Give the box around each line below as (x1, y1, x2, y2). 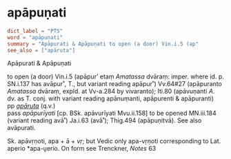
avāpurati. (7, 124, 36, 132)
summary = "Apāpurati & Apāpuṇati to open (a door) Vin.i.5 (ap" (7, 40, 199, 47)
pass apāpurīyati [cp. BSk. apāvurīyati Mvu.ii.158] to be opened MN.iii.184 (7, 109, 217, 118)
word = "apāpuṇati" (7, 34, 63, 41)
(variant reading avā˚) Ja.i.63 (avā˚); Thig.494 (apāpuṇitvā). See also (7, 116, 202, 125)
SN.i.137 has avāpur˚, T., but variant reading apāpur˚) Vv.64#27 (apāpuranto (7, 80, 223, 88)
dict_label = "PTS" (7, 28, 63, 34)
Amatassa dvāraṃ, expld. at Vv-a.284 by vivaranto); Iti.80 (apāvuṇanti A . (7, 87, 215, 96)
